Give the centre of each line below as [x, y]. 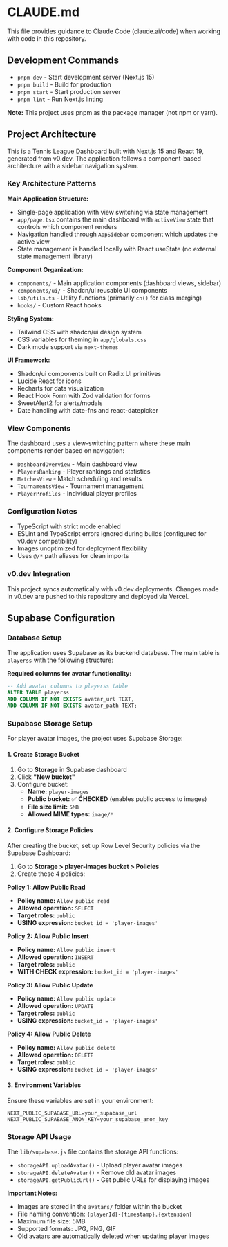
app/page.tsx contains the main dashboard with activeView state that [115, 219]
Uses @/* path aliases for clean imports [73, 556]
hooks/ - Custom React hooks [59, 305]
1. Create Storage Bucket [43, 754]
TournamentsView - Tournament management [80, 486]
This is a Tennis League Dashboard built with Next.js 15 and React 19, [105, 151]
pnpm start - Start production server [69, 91]
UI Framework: [29, 360]
